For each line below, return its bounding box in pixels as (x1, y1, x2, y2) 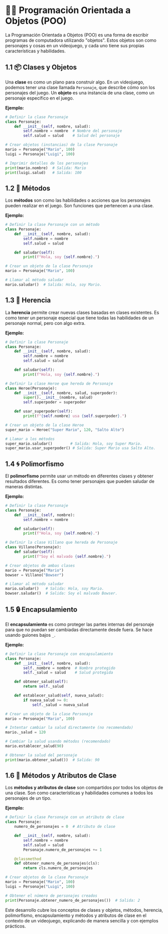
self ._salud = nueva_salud (32, 702, 89, 707)
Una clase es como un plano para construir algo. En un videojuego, (5, 79, 144, 85)
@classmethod (14, 856, 42, 862)
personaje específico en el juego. (5, 95, 74, 101)
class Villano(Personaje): (5, 545, 62, 550)
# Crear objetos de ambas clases (5, 563, 75, 568)
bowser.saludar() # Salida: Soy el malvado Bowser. (5, 591, 118, 596)
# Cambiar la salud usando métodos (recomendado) (5, 739, 111, 744)
